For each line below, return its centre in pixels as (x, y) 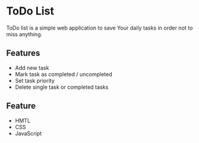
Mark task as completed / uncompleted (63, 74)
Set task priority (35, 80)
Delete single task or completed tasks (62, 87)
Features (23, 53)
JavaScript (28, 133)
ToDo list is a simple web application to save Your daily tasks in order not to (100, 28)
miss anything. (24, 34)
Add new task (32, 68)
